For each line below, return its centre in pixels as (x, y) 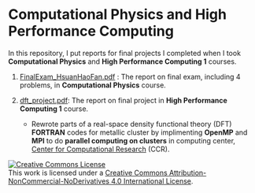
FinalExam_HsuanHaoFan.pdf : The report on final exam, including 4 (130, 76)
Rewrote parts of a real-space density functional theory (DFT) (131, 124)
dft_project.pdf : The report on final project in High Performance (124, 100)
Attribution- (188, 173)
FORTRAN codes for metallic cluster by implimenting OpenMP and (139, 132)
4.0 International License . (152, 181)
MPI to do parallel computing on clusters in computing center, (133, 140)
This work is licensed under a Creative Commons (88, 173)
